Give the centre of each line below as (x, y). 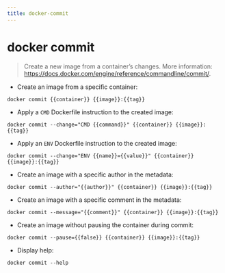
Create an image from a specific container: (77, 87)
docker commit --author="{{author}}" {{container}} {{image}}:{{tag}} (110, 187)
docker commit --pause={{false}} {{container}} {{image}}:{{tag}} (104, 237)
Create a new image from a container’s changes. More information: (118, 66)
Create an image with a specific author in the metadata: (95, 174)
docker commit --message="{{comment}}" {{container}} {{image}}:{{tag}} (113, 212)
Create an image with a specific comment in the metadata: (99, 200)
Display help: (35, 250)
